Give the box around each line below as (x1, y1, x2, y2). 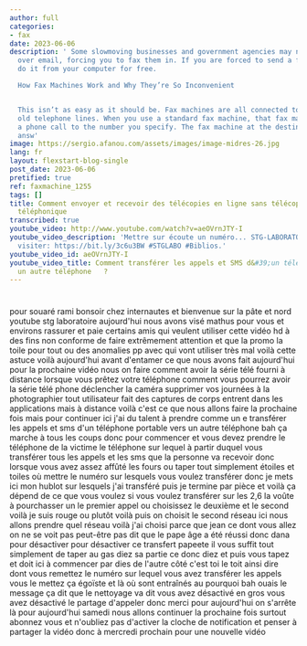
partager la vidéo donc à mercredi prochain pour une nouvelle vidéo (9, 627, 267, 638)
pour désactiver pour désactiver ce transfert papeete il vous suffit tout (9, 539, 274, 550)
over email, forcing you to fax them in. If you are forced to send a (17, 56, 292, 65)
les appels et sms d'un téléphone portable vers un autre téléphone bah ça (9, 422, 288, 434)
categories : (9, 22, 55, 31)
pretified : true (9, 173, 71, 183)
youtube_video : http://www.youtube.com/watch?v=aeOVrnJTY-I (9, 225, 244, 234)
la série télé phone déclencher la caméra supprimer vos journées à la (9, 384, 270, 395)
